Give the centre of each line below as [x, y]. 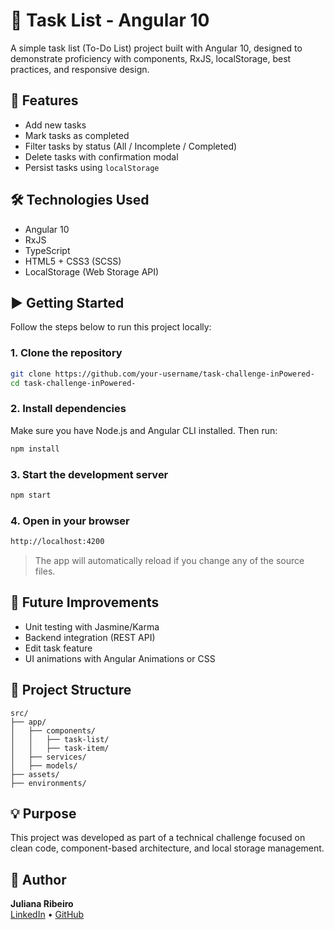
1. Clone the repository [66, 353]
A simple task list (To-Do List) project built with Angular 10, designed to [156, 48]
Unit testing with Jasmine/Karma [92, 626]
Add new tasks [55, 125]
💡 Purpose [43, 813]
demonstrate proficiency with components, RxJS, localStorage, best [151, 58]
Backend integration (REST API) [90, 637]
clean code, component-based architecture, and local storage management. [167, 848]
